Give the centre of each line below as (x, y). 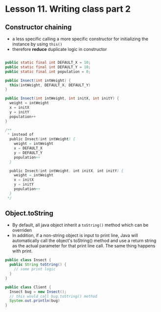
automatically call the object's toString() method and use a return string (84, 240)
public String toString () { (38, 265)
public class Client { (28, 287)
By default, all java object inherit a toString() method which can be (80, 225)
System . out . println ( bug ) (35, 301)
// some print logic (35, 269)
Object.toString (29, 213)
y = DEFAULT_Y (28, 153)
